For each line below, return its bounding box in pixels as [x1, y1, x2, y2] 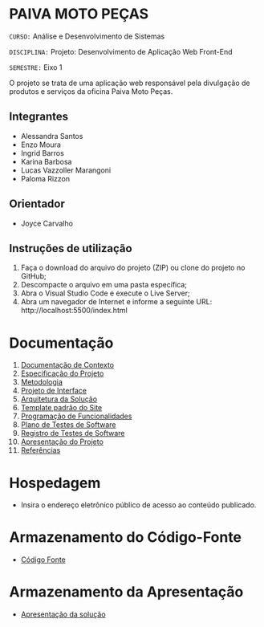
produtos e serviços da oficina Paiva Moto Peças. [9, 86, 173, 96]
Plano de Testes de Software [20, 420, 116, 430]
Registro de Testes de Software [20, 429, 125, 438]
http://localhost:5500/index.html [20, 306, 128, 316]
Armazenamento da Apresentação [9, 583, 244, 601]
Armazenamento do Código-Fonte [9, 528, 242, 547]
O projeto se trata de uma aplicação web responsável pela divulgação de [9, 78, 250, 88]
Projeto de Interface [20, 386, 87, 396]
